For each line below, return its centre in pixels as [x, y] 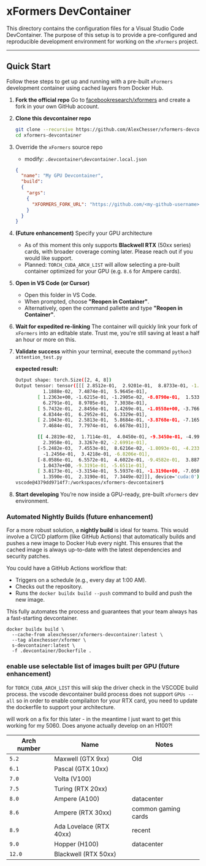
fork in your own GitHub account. [57, 106]
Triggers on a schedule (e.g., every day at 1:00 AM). [81, 580]
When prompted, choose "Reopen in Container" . [87, 302]
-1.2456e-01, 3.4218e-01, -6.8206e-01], [96, 454]
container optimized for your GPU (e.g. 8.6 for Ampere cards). [103, 271]
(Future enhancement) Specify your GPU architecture [84, 233]
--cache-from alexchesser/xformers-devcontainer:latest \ [88, 635]
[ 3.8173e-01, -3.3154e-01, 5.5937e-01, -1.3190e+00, [109, 471]
